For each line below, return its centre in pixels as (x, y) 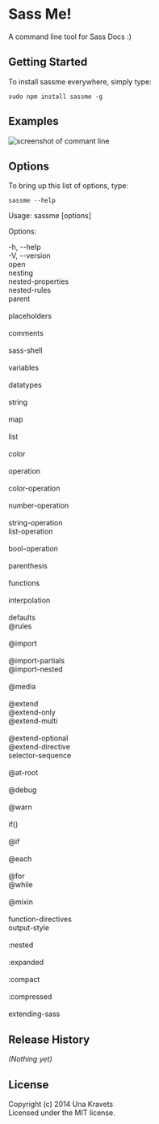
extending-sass (34, 1014)
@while (21, 885)
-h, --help (25, 247)
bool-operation (33, 549)
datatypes (25, 385)
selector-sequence (40, 756)
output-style (29, 928)
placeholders (30, 316)
